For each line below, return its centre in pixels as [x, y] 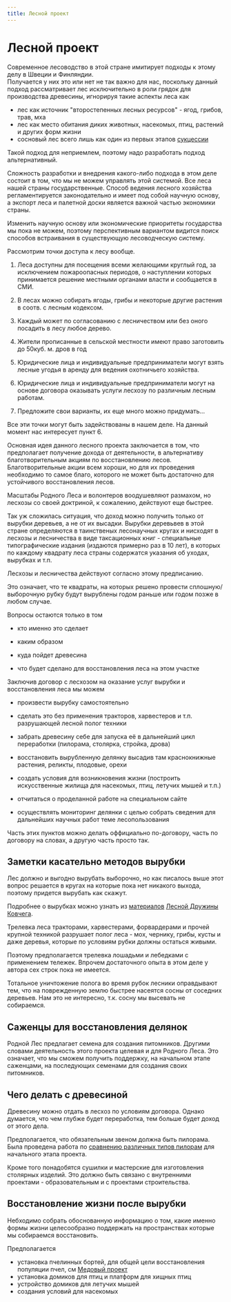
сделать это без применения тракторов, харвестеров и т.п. [105, 716]
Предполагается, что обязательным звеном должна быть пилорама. [109, 1139]
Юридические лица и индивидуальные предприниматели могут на [116, 383]
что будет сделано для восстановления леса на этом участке [108, 668]
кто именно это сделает [52, 628]
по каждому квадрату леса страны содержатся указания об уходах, [108, 553]
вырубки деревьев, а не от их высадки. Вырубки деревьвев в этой [106, 523]
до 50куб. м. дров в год [52, 349]
